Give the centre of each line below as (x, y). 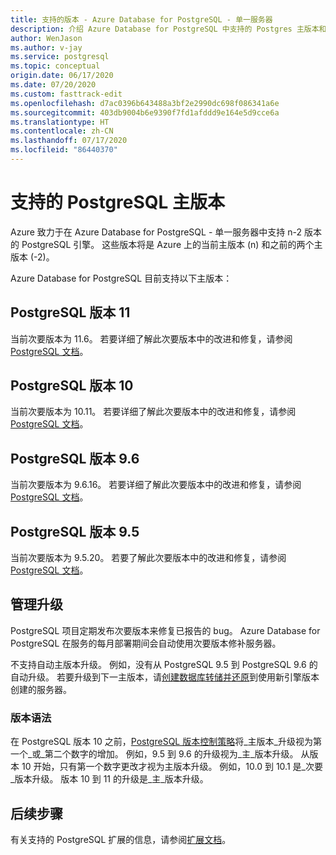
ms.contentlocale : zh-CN (62, 131)
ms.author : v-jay (46, 47)
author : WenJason (46, 38)
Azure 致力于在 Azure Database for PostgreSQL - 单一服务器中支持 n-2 (156, 232)
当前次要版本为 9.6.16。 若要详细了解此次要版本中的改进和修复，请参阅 (156, 485)
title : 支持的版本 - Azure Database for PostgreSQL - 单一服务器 (141, 19)
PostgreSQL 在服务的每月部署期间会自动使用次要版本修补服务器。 (146, 643)
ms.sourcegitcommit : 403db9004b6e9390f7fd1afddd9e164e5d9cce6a (145, 112)
